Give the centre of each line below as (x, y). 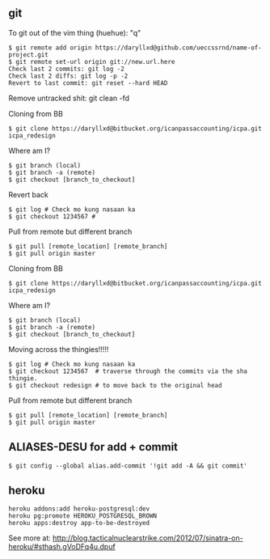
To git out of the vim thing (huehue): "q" (75, 32)
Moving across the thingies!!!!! (59, 349)
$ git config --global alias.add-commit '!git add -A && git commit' (128, 466)
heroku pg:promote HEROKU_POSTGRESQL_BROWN (83, 516)
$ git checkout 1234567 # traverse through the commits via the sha (128, 371)
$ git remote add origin (50, 48)
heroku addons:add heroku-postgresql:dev (79, 509)
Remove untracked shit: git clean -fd (69, 98)
